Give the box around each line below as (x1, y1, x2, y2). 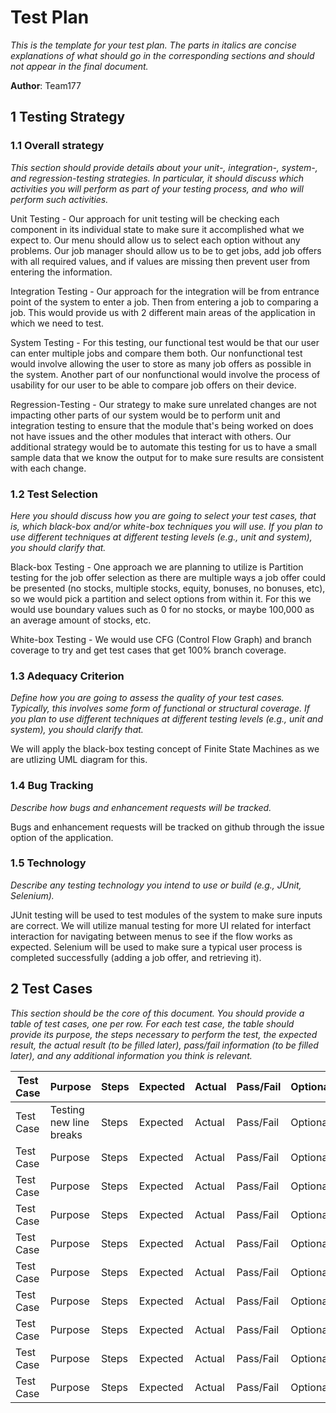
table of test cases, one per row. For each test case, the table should (10, 1017, 295, 1030)
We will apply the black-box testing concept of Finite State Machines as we (10, 743, 320, 755)
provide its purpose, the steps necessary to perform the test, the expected (10, 1028, 318, 1040)
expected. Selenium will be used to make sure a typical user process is (10, 941, 303, 953)
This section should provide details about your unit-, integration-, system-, (10, 161, 318, 173)
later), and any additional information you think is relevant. (10, 1049, 253, 1061)
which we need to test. (10, 317, 105, 329)
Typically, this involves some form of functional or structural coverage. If (10, 702, 311, 715)
